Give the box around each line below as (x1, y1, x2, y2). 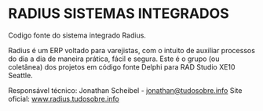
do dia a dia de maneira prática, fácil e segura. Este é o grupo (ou (8, 54, 220, 63)
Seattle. (8, 70, 33, 80)
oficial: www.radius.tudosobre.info (8, 94, 119, 103)
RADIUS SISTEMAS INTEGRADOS (8, 5, 229, 23)
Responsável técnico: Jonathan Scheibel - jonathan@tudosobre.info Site (8, 85, 243, 95)
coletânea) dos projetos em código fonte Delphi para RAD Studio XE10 (8, 62, 236, 71)
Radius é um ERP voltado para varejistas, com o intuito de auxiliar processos (8, 45, 255, 55)
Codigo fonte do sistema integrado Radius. (8, 30, 147, 40)
